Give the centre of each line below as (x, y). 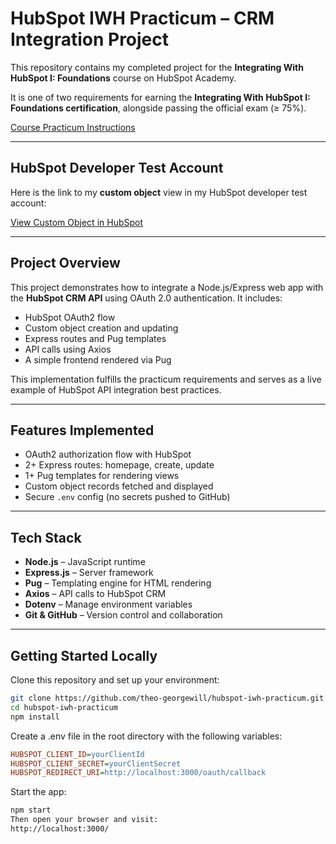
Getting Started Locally (84, 655)
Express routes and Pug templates (95, 338)
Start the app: (38, 792)
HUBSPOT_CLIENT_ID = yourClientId (77, 754)
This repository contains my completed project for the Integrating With (157, 67)
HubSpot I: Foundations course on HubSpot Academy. (123, 78)
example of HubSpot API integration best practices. (116, 389)
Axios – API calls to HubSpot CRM (95, 594)
